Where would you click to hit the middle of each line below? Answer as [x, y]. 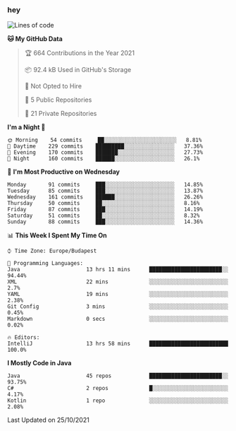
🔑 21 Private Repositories [61, 114]
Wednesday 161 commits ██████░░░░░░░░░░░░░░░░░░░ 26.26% [105, 197]
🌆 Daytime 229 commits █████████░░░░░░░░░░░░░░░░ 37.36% [105, 146]
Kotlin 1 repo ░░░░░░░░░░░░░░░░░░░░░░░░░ [118, 401]
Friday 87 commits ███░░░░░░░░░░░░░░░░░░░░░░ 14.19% [105, 210]
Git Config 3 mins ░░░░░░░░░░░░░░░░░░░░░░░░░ [118, 307]
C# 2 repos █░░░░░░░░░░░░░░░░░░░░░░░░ [118, 389]
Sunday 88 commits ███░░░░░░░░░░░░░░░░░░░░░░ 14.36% [105, 222]
